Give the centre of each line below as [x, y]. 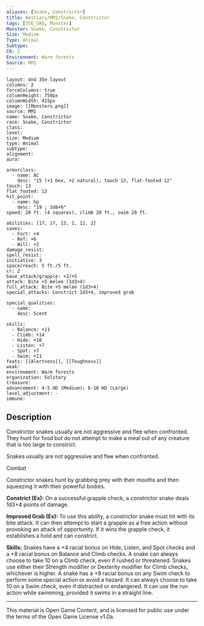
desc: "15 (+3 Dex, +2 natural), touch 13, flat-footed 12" [95, 181]
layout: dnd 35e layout [36, 80]
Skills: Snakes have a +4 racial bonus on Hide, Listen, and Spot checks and [101, 548]
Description [29, 417]
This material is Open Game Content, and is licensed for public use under [98, 610]
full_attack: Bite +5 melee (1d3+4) [53, 287]
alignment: [20, 154]
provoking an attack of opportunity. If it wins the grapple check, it [88, 529]
